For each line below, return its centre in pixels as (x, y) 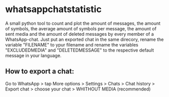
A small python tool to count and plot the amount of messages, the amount (83, 23)
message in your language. (33, 55)
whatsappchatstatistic (53, 9)
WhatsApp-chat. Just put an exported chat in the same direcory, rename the (84, 39)
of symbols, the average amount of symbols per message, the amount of (81, 28)
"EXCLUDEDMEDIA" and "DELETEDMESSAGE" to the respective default (79, 50)
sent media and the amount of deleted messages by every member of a (79, 34)
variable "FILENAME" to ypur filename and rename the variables (72, 44)
